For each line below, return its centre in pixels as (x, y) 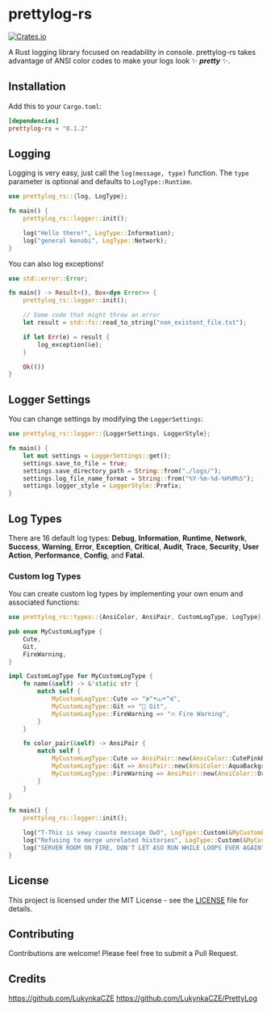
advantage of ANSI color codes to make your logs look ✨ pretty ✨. (119, 61)
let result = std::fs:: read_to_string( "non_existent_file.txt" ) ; (135, 323)
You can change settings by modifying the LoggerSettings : (106, 419)
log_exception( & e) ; (70, 344)
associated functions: (44, 602)
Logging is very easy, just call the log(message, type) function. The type (129, 173)
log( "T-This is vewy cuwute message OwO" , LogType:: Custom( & (127, 833)
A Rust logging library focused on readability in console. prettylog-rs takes (132, 52)
